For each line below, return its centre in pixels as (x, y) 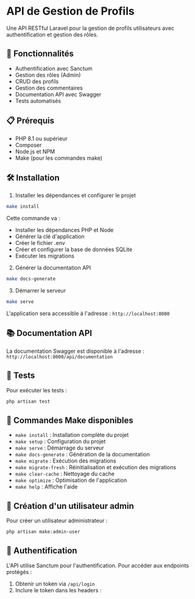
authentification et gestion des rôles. (52, 34)
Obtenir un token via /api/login (55, 584)
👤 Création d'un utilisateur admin (70, 506)
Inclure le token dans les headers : (58, 590)
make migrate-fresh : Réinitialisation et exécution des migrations (96, 467)
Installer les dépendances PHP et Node (64, 230)
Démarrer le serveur (40, 291)
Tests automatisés (38, 101)
